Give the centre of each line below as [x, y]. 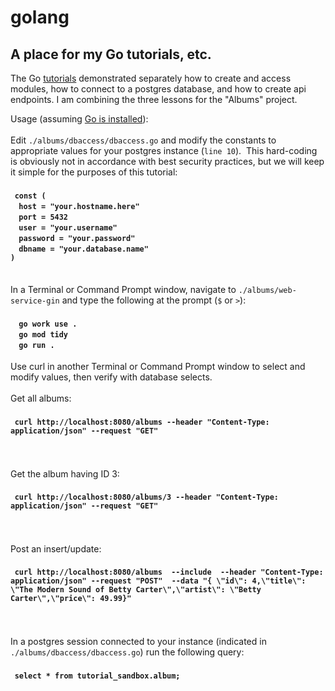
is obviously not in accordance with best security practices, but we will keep [167, 161]
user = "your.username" [68, 227]
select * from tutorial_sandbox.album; [97, 676]
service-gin [35, 301]
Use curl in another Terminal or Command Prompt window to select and [158, 367]
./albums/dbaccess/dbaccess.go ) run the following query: [127, 652]
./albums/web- [267, 291]
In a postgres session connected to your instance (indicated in [138, 642]
